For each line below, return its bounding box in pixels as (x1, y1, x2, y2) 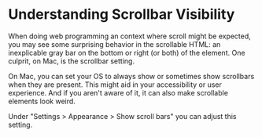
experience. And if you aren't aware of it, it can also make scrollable (8, 88, 228, 97)
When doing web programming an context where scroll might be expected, (8, 31, 252, 41)
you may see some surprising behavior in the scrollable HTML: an (8, 39, 221, 49)
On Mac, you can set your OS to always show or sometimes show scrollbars (8, 71, 255, 81)
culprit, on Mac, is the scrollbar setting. (8, 56, 135, 66)
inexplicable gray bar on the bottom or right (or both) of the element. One (8, 48, 245, 57)
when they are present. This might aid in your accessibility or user (8, 80, 223, 89)
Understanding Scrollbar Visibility (8, 5, 235, 23)
